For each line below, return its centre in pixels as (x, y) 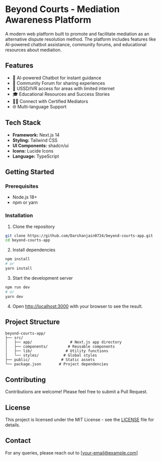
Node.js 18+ (25, 197)
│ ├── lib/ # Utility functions (57, 351)
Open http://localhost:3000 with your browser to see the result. (78, 306)
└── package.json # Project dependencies (57, 364)
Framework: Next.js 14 (36, 135)
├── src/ (14, 338)
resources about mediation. (33, 50)
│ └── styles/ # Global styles (51, 356)
